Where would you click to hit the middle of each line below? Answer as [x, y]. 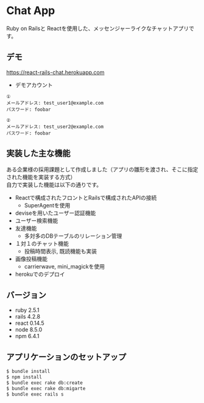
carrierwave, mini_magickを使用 [65, 266]
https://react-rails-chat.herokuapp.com [55, 72]
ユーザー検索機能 [37, 220]
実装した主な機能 [38, 153]
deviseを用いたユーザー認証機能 [55, 213]
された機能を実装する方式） [41, 177]
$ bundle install [28, 372]
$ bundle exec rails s [35, 394]
